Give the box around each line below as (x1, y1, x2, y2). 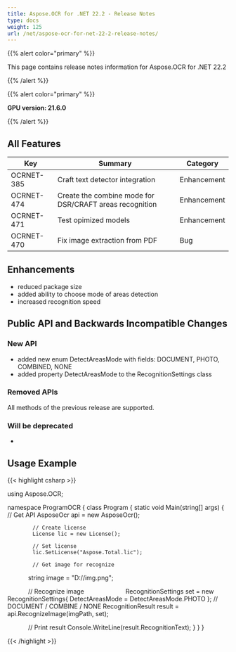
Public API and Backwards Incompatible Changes (7, 318, 228, 330)
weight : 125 (7, 23, 42, 30)
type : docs (7, 17, 39, 24)
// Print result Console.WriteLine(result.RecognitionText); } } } (27, 623, 205, 632)
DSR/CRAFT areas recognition (57, 200, 157, 210)
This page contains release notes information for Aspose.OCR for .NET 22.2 (7, 63, 227, 71)
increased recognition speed (17, 297, 100, 306)
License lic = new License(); (32, 530, 121, 537)
